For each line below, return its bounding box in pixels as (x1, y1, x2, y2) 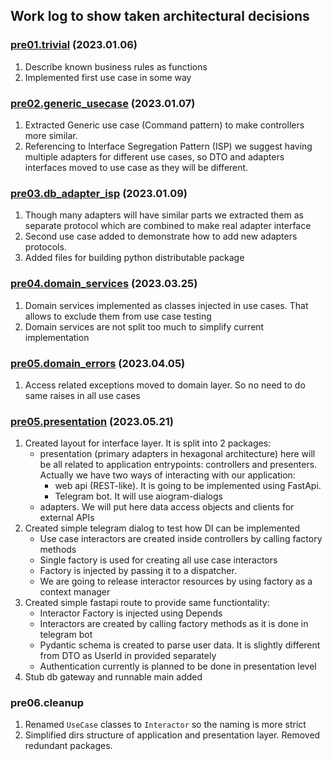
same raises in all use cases (24, 389, 141, 401)
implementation (24, 331, 90, 343)
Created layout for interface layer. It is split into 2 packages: (24, 437, 272, 449)
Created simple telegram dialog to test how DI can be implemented (24, 522, 301, 534)
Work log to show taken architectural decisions (10, 8, 310, 25)
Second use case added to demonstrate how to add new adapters (24, 230, 298, 243)
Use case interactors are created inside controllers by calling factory (39, 533, 323, 545)
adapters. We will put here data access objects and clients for (39, 501, 295, 513)
